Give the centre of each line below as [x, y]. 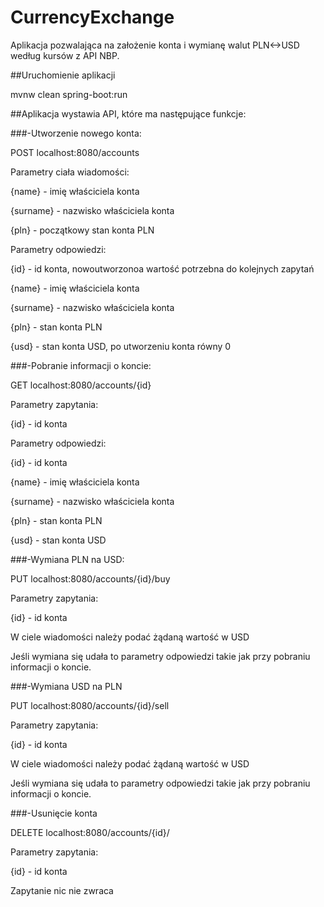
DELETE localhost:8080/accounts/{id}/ [90, 832]
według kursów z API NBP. [65, 55]
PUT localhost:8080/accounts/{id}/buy [90, 578]
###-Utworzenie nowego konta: [76, 133]
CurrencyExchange [92, 17]
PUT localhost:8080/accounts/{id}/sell [90, 705]
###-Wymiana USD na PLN [66, 686]
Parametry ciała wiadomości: [70, 172]
